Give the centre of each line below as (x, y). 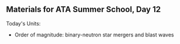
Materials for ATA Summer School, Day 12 (84, 10)
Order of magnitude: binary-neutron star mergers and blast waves (94, 35)
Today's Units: (23, 23)
